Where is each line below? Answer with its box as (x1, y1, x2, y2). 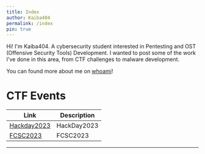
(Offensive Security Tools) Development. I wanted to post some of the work (6, 50, 196, 57)
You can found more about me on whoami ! (6, 68, 113, 75)
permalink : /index (6, 20, 53, 26)
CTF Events (6, 89, 66, 103)
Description (60, 111, 95, 120)
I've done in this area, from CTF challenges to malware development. (6, 56, 180, 63)
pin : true (6, 26, 32, 32)
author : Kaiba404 (6, 15, 51, 21)
